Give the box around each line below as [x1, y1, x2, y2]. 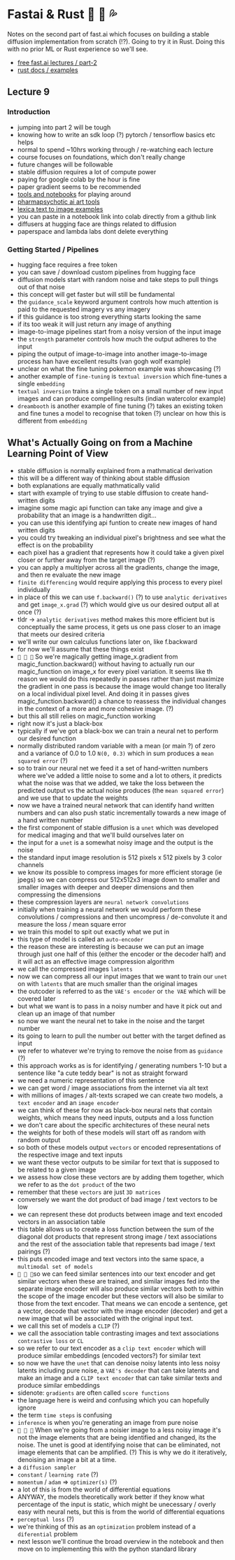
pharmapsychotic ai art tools [17, 197, 100, 206]
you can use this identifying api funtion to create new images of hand [17, 518, 218, 527]
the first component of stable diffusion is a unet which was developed [17, 823, 219, 831]
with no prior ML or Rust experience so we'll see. [7, 45, 148, 53]
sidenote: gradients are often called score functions [17, 1389, 170, 1397]
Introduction [7, 107, 50, 117]
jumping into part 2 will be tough [17, 122, 111, 132]
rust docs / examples [17, 66, 78, 74]
